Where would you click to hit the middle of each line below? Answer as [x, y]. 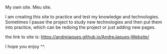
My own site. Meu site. [28, 7]
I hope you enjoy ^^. [25, 46]
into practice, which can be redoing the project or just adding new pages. [81, 27]
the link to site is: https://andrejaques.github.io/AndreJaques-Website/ [77, 37]
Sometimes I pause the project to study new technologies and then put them [83, 22]
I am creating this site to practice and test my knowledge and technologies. [82, 17]
